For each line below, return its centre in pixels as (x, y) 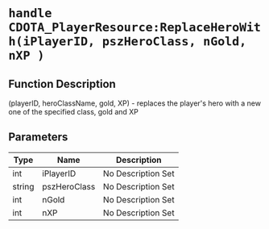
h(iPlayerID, (52, 42)
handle (30, 13)
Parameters (38, 137)
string (23, 186)
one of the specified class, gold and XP (74, 112)
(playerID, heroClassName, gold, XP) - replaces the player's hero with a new (135, 103)
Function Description (62, 83)
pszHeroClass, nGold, (174, 42)
